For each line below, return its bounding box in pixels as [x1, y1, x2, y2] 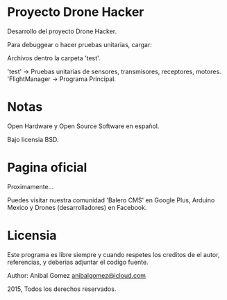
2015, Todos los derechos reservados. [7, 285, 117, 293]
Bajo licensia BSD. [7, 135, 59, 143]
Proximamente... [7, 182, 54, 191]
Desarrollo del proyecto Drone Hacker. [7, 27, 117, 35]
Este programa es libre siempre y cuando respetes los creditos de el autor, [7, 250, 220, 258]
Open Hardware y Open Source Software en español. [7, 122, 160, 130]
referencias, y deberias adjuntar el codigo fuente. [7, 258, 149, 266]
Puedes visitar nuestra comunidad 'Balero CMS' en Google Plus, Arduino [7, 195, 215, 204]
